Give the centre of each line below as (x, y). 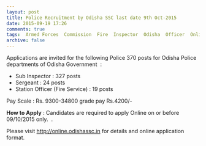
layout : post (23, 12)
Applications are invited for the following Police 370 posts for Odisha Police (101, 58)
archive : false (26, 40)
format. (16, 137)
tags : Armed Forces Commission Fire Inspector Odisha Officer (96, 35)
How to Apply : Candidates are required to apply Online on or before (93, 113)
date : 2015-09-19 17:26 (37, 23)
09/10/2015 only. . (30, 119)
